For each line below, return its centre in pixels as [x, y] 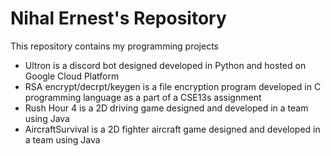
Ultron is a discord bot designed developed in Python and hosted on [165, 65]
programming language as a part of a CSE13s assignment [143, 97]
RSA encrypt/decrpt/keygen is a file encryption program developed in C [173, 86]
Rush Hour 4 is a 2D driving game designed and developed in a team [166, 108]
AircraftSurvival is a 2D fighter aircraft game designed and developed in [172, 129]
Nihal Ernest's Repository [118, 18]
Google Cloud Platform [72, 76]
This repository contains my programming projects [114, 46]
